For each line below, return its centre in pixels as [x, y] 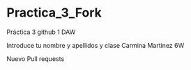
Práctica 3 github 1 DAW [41, 32]
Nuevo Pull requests [36, 59]
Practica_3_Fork [54, 13]
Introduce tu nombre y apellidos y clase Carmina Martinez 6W [95, 45]
